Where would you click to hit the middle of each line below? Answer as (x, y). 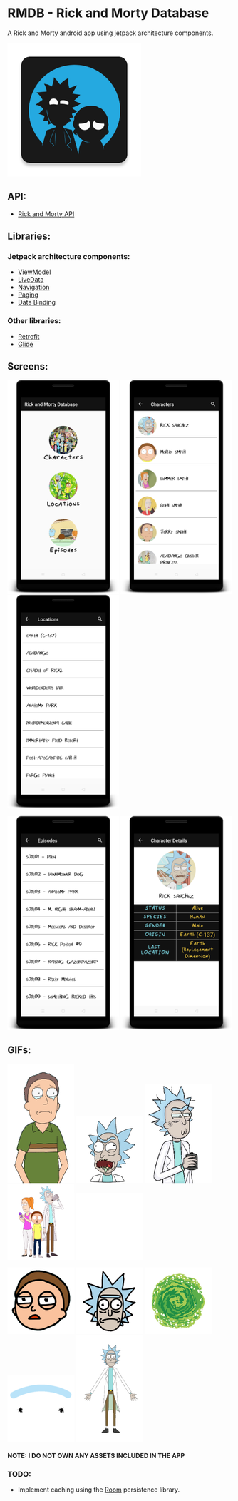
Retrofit (29, 336)
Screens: (28, 366)
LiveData (31, 280)
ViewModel (34, 272)
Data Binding (36, 302)
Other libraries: (34, 321)
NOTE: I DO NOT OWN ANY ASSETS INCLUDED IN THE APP (96, 1455)
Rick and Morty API (46, 214)
